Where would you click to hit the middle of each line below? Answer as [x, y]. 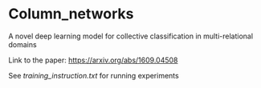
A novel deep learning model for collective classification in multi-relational [131, 36]
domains [23, 44]
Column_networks [71, 14]
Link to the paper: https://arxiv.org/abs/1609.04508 [93, 60]
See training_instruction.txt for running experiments [94, 75]
